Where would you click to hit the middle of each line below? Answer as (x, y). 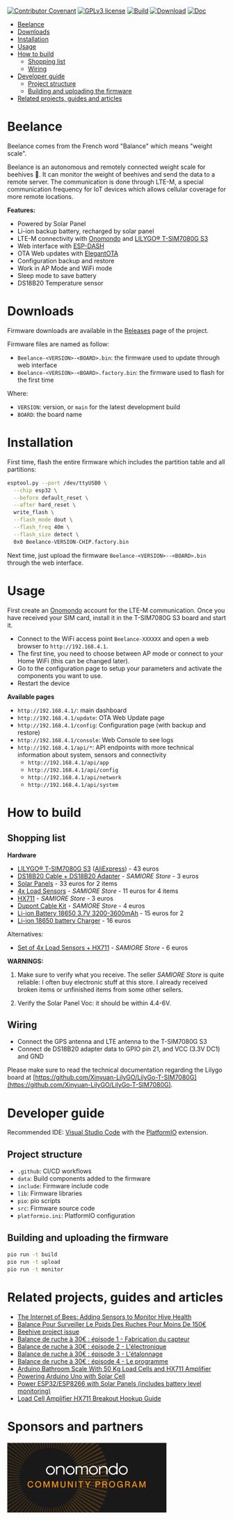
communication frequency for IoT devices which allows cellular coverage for (116, 189)
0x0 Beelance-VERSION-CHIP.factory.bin (71, 542)
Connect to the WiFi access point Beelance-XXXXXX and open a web (113, 638)
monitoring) (34, 1391)
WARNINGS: (25, 961)
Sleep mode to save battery (57, 275)
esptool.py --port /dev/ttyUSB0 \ (57, 483)
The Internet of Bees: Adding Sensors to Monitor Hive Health (104, 1317)
